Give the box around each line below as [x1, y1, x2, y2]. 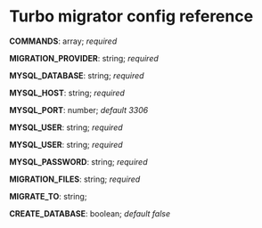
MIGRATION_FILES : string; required [9, 174, 141, 184]
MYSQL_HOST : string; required [9, 87, 125, 98]
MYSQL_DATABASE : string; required [9, 69, 144, 81]
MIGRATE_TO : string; [9, 191, 87, 201]
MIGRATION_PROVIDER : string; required [9, 53, 159, 63]
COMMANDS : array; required [9, 36, 118, 46]
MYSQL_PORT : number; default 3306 [9, 104, 149, 115]
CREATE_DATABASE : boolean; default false [9, 208, 171, 219]
